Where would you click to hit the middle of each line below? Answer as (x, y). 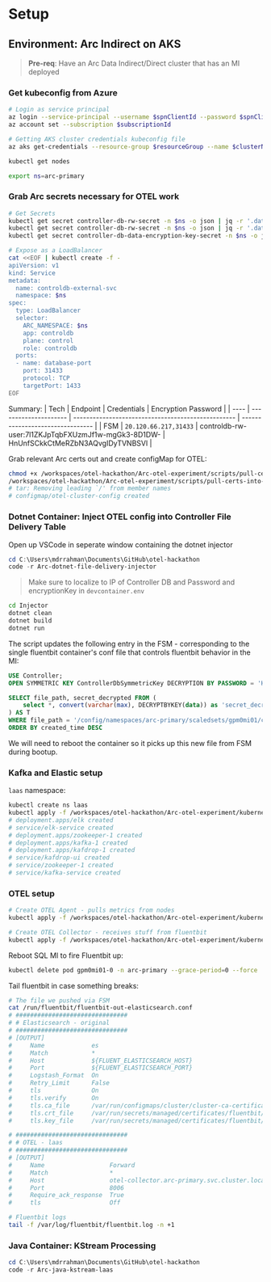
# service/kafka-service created (65, 873)
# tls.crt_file (41, 1113)
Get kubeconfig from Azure (63, 92)
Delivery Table (38, 527)
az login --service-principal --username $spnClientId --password (122, 117)
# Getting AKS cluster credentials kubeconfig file (97, 139)
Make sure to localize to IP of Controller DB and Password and (131, 582)
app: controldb (48, 333)
